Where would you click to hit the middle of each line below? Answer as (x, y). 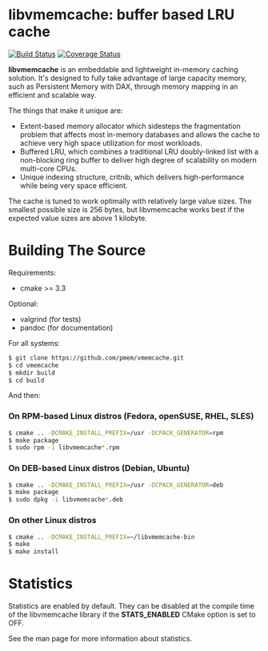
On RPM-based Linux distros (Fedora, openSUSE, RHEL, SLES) (131, 416)
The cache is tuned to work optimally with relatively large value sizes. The (130, 201)
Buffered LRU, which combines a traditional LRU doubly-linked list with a (139, 151)
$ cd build (26, 380)
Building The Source (77, 251)
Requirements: (32, 272)
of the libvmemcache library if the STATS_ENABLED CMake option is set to (132, 615)
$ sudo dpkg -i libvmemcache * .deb (66, 500)
